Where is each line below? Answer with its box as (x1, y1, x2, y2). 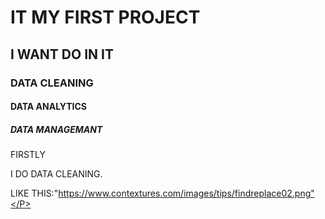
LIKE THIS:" (10, 187, 59, 200)
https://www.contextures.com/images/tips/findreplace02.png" (58, 187, 315, 200)
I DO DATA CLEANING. (10, 168, 103, 180)
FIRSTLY (10, 149, 46, 161)
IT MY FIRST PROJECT (10, 6, 201, 29)
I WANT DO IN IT (10, 46, 114, 63)
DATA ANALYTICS (10, 101, 88, 113)
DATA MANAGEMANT (10, 123, 103, 135)
